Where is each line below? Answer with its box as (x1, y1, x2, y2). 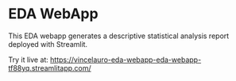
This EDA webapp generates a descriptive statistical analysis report (8, 31, 230, 40)
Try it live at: (8, 55, 49, 64)
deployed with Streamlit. (8, 39, 88, 48)
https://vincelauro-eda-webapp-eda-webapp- (50, 55, 202, 64)
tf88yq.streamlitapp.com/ (8, 63, 91, 72)
